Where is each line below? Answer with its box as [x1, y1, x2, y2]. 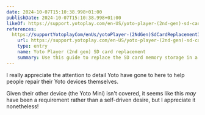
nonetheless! [6, 102, 39, 110]
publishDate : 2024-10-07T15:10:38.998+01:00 [6, 15, 121, 21]
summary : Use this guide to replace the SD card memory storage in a [17, 54, 198, 61]
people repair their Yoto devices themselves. [6, 78, 119, 85]
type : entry [17, 43, 48, 50]
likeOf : [6, 20, 26, 26]
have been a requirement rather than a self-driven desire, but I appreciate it [6, 96, 196, 103]
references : [6, 26, 37, 32]
